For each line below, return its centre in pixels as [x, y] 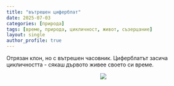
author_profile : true [34, 41]
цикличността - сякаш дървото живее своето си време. [80, 64]
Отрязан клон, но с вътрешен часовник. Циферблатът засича [87, 58]
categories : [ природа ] [35, 23]
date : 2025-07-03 [29, 18]
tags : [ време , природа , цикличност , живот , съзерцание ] [79, 29]
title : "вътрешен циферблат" [44, 12]
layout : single [26, 35]
